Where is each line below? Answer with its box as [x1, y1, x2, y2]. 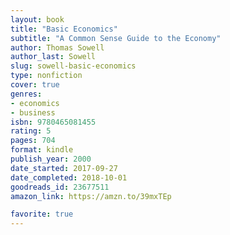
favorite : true [10, 209, 74, 220]
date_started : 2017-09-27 [10, 163, 118, 173]
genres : [10, 89, 43, 99]
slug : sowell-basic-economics [10, 61, 137, 71]
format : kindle [10, 145, 74, 155]
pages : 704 [10, 136, 56, 146]
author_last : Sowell [10, 52, 97, 62]
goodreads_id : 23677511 [10, 182, 110, 192]
